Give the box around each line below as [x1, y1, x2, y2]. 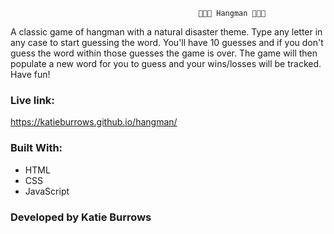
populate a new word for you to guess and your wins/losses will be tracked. [10, 58, 322, 69]
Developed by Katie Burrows [10, 210, 152, 224]
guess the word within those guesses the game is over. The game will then [10, 47, 318, 59]
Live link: [10, 93, 55, 107]
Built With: [10, 141, 63, 155]
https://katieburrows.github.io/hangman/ [10, 116, 178, 128]
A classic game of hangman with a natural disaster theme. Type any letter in [10, 26, 323, 38]
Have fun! [10, 69, 51, 80]
